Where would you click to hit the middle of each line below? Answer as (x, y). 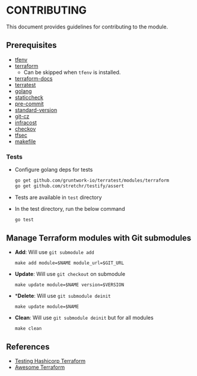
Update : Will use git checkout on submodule (70, 274)
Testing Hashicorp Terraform (50, 361)
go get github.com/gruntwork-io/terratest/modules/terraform (92, 181)
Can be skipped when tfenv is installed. (72, 72)
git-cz (22, 116)
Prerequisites (31, 45)
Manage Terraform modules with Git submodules (99, 238)
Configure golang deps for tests (54, 170)
